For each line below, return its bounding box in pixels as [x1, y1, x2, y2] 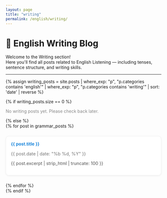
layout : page [5, 7, 33, 12]
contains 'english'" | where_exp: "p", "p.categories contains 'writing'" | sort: [5, 84, 160, 90]
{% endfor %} [5, 183, 34, 189]
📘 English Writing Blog [5, 38, 98, 49]
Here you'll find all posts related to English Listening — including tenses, [5, 59, 153, 65]
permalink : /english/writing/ [5, 16, 68, 21]
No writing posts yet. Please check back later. [5, 108, 99, 114]
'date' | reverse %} [5, 89, 44, 95]
